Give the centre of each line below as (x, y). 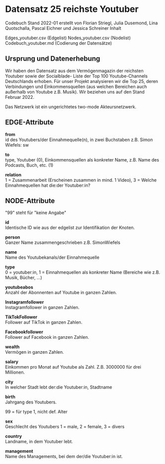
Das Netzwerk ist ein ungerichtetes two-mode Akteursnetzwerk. (71, 107)
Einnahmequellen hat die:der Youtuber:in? (48, 185)
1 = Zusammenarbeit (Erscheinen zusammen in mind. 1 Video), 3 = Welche (81, 180)
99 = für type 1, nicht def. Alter (36, 412)
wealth (12, 347)
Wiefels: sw (17, 145)
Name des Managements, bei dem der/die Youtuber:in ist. (64, 457)
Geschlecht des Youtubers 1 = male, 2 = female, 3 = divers (65, 427)
